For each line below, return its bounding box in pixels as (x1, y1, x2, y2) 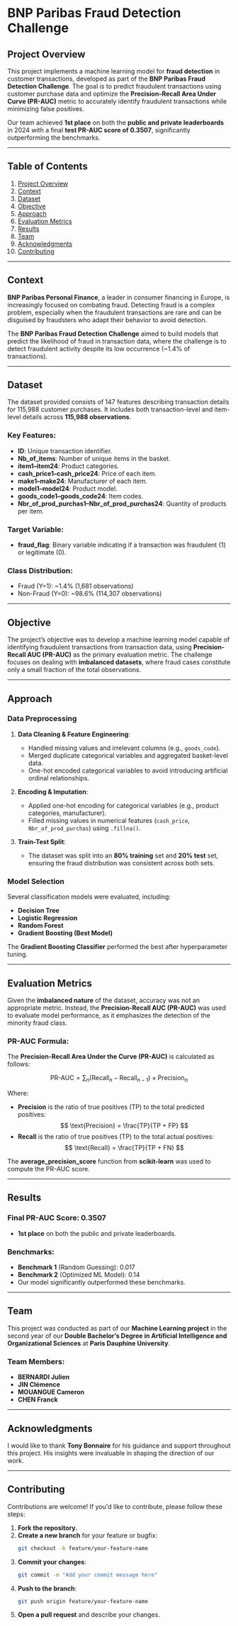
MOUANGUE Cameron (17, 1388, 85, 1397)
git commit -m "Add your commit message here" (17, 1571, 158, 1579)
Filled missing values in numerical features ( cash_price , (28, 816, 190, 824)
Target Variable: (7, 524, 64, 534)
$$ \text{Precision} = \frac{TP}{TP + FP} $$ (59, 1121, 189, 1130)
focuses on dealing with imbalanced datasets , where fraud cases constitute (7, 658, 231, 666)
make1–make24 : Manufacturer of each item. (17, 477, 147, 485)
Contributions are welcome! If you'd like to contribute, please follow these (7, 1502, 223, 1511)
